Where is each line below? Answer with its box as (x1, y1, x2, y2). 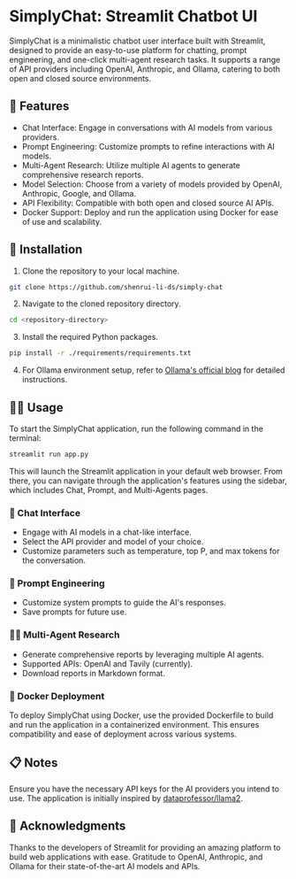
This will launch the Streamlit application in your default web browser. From (9, 466, 283, 476)
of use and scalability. (21, 216, 102, 227)
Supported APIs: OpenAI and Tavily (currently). (21, 658, 194, 669)
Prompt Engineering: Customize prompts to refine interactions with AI (21, 141, 276, 151)
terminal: (9, 433, 42, 443)
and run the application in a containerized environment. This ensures (9, 720, 260, 730)
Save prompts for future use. (21, 606, 127, 617)
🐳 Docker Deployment (9, 690, 105, 702)
